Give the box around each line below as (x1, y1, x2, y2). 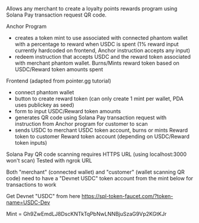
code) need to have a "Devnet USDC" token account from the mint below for (6, 175, 194, 181)
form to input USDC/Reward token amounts (14, 108, 121, 114)
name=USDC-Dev (6, 199, 50, 206)
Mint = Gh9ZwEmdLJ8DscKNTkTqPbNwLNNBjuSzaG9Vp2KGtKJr (6, 211, 167, 217)
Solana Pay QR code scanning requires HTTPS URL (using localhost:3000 (6, 151, 187, 158)
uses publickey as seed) (14, 101, 74, 109)
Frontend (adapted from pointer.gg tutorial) (6, 77, 112, 84)
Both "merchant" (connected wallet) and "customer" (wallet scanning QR (6, 168, 185, 176)
